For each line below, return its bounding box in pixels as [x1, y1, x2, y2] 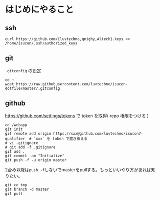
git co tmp [5, 182, 27, 187]
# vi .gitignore [5, 141, 38, 145]
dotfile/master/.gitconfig [5, 86, 60, 91]
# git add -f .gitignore [5, 144, 56, 150]
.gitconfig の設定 [5, 67, 42, 73]
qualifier [5, 136, 25, 141]
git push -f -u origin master [5, 158, 67, 162]
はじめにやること [5, 4, 74, 15]
